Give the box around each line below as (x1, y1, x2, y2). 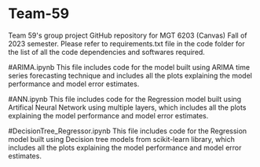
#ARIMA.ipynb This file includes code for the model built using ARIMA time (8, 62, 250, 71)
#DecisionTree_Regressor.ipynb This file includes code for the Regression (8, 126, 247, 136)
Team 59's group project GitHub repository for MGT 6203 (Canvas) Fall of (8, 31, 247, 40)
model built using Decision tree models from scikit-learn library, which (8, 134, 236, 143)
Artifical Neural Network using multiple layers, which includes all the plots (8, 103, 247, 112)
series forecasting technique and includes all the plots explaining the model (8, 71, 253, 80)
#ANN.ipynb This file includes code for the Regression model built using (8, 94, 242, 103)
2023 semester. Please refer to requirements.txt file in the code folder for (8, 38, 245, 48)
